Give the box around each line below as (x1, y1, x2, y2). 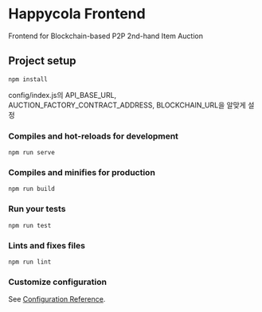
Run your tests (8, 204, 66, 215)
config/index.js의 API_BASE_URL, (8, 90, 117, 99)
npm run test (8, 221, 52, 229)
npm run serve (8, 149, 56, 157)
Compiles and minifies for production (8, 166, 155, 177)
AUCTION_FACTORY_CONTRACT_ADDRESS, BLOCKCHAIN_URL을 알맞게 (8, 100, 247, 110)
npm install (8, 75, 48, 84)
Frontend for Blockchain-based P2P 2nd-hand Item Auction (8, 31, 203, 41)
